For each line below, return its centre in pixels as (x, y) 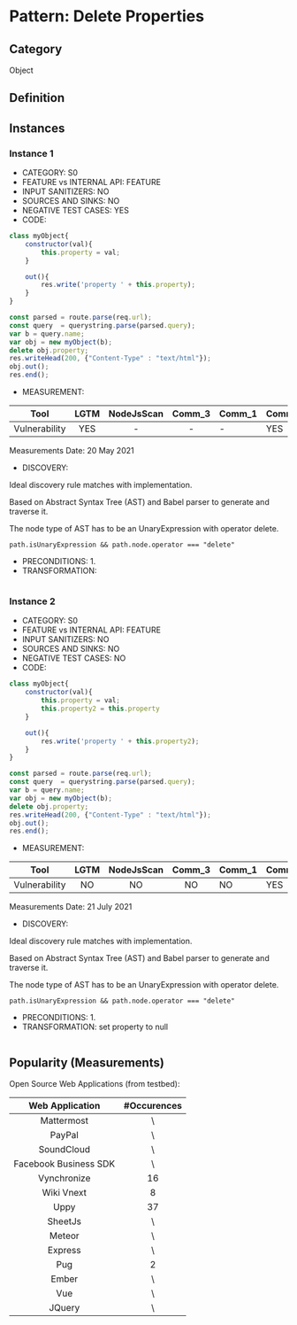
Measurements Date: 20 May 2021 (72, 451)
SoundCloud (65, 1150)
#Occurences (153, 1106)
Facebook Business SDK (65, 1164)
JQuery (64, 1308)
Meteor (64, 1236)
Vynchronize (65, 1178)
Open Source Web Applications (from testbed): (95, 1084)
